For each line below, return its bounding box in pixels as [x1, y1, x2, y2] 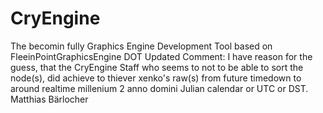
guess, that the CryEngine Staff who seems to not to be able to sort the [10, 61, 304, 73]
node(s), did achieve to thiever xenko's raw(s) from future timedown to [10, 72, 302, 84]
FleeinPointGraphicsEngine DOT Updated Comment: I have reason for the [10, 50, 313, 62]
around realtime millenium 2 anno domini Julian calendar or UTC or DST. [10, 82, 309, 94]
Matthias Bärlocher [10, 93, 89, 105]
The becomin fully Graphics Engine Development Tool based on [10, 40, 273, 52]
